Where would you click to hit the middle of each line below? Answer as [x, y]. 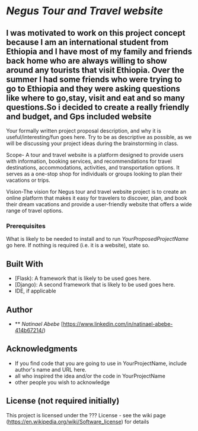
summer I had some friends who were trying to [94, 79]
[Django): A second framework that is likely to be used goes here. [95, 285]
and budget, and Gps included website [79, 116]
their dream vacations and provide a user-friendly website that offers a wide [99, 204]
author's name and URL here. [51, 369]
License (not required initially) [63, 401]
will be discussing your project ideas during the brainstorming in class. [92, 143]
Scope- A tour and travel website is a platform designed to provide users [95, 155]
